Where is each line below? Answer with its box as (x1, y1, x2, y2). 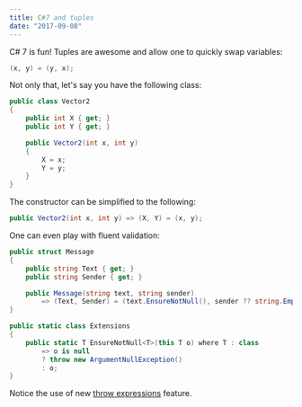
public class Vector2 (9, 97, 91, 106)
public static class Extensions (9, 322, 130, 331)
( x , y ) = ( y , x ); (9, 64, 75, 73)
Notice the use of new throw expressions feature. (9, 388, 192, 399)
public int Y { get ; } (25, 122, 111, 131)
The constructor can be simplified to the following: (9, 197, 196, 208)
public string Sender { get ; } (25, 272, 143, 281)
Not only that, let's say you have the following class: (9, 80, 202, 91)
